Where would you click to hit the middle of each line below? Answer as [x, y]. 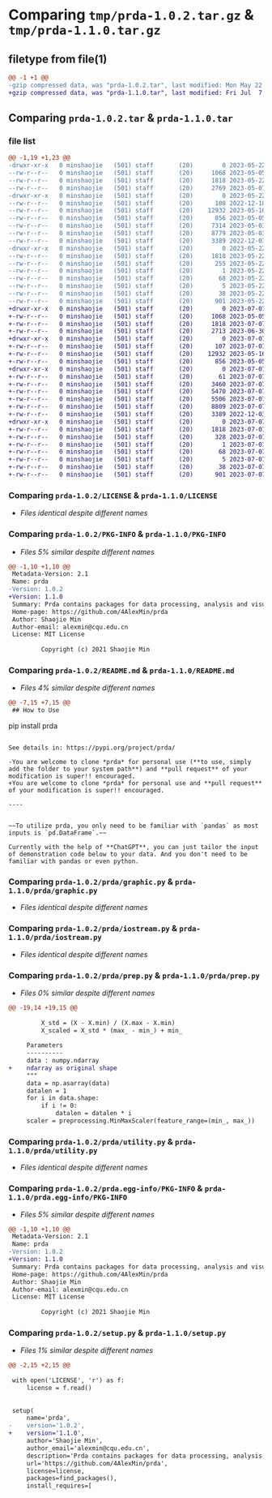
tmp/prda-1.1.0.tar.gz [85, 30]
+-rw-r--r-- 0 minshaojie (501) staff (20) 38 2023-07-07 [137, 467]
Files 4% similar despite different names [87, 688]
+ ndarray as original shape [63, 1068]
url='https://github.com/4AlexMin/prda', [97, 1463]
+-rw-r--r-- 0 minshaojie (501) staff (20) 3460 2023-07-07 [137, 384]
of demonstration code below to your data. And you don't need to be [128, 854]
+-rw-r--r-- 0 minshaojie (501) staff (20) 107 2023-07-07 [137, 346]
